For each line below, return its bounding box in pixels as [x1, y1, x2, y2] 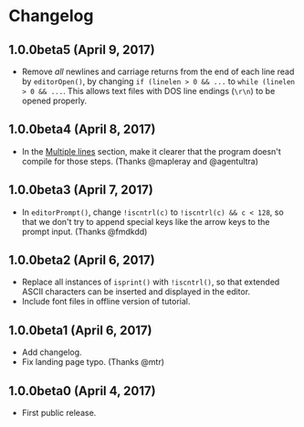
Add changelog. [21, 347, 83, 358]
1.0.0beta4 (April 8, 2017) [8, 122, 156, 137]
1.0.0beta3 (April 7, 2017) [8, 182, 154, 197]
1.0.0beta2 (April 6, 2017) [8, 252, 156, 268]
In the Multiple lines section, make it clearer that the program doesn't [21, 145, 282, 156]
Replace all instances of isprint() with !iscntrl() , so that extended [21, 276, 280, 288]
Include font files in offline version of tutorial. [21, 296, 191, 307]
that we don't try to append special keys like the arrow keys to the [21, 216, 270, 227]
